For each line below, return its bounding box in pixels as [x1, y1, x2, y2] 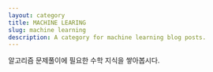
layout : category [8, 11, 65, 20]
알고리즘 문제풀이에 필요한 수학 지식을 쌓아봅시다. [8, 56, 160, 65]
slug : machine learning [8, 26, 87, 34]
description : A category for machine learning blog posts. [8, 33, 207, 41]
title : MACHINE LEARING [8, 19, 87, 27]
